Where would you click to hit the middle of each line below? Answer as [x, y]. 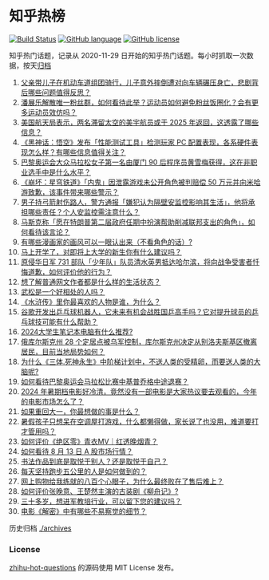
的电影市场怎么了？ [52, 401]
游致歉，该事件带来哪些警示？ [69, 191]
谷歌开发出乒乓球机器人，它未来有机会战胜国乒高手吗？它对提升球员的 [136, 311]
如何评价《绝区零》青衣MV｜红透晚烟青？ [89, 441]
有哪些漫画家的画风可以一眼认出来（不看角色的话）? [106, 242]
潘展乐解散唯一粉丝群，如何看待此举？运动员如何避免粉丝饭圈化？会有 [136, 102]
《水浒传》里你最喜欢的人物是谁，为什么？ [91, 302]
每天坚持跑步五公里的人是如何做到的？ [83, 471]
